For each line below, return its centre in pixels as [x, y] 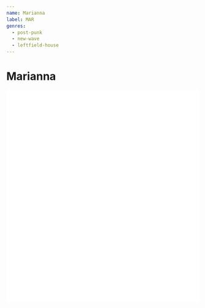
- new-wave [26, 39]
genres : [16, 26]
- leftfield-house [36, 45]
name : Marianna [26, 13]
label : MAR [20, 19]
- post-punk [27, 33]
